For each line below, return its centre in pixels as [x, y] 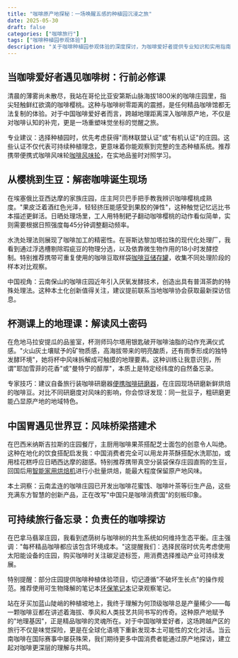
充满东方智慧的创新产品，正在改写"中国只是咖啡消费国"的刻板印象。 [107, 495]
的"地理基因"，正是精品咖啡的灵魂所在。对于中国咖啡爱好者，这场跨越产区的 [119, 621]
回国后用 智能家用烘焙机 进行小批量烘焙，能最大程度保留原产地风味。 [107, 471]
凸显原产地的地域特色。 [47, 401]
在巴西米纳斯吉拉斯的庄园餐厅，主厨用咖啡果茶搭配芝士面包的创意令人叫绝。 [119, 445]
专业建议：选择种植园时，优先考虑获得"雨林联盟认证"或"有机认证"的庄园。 [116, 137]
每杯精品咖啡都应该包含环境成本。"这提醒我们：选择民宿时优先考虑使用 [126, 547]
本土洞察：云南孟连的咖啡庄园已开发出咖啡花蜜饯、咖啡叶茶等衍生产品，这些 [119, 486]
